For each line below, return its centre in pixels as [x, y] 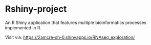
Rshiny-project [36, 9]
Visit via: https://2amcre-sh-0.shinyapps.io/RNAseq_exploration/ [70, 37]
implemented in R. [23, 27]
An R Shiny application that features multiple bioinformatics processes [76, 22]
